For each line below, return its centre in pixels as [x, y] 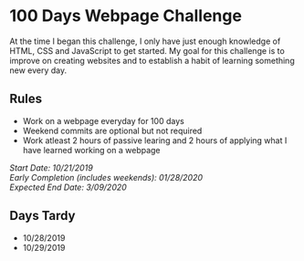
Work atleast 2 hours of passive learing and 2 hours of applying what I [155, 140]
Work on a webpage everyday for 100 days [103, 120]
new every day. [38, 70]
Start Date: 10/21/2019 [51, 167]
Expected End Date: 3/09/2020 [68, 187]
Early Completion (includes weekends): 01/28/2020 [106, 177]
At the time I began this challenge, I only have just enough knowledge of [145, 41]
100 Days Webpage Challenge [126, 16]
